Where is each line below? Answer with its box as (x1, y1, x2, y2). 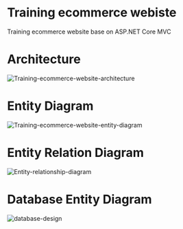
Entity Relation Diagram (7, 145, 144, 160)
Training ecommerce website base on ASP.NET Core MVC (7, 27, 171, 36)
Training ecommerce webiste (7, 5, 177, 21)
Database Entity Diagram (7, 191, 152, 207)
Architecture (7, 51, 81, 67)
